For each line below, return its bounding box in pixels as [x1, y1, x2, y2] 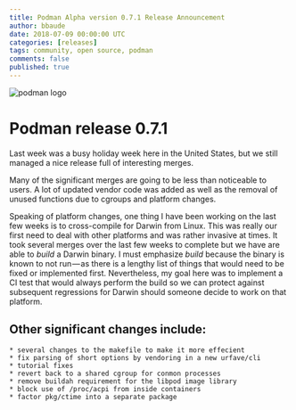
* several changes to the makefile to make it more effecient [9, 345, 245, 355]
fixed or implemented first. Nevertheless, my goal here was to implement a [9, 267, 284, 278]
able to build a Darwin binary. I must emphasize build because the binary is [9, 249, 285, 259]
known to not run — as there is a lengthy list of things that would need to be [9, 258, 285, 268]
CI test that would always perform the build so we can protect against [9, 277, 265, 288]
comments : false [9, 54, 70, 63]
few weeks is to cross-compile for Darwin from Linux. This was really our [9, 220, 278, 231]
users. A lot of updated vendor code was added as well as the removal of [9, 184, 278, 194]
